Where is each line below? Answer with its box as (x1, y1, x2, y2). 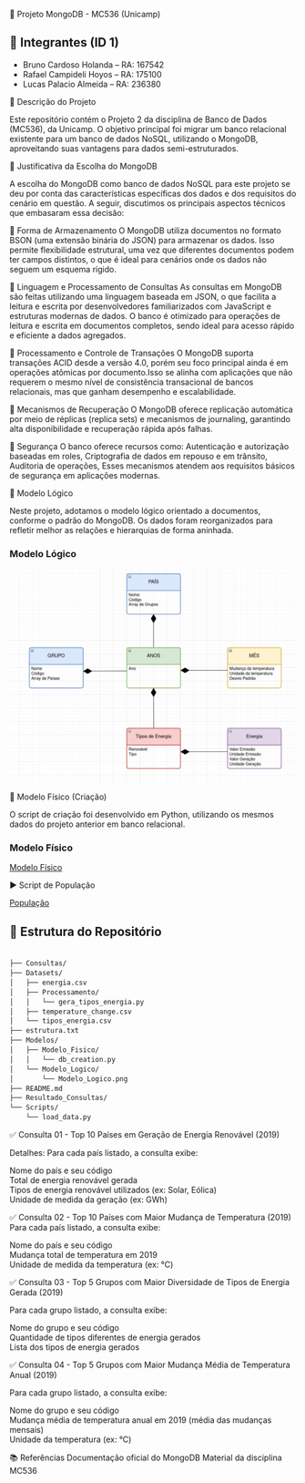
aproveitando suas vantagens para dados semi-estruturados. (9, 142, 239, 154)
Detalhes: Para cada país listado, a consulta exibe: (9, 1148, 198, 1159)
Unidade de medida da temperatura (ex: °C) (9, 1259, 174, 1271)
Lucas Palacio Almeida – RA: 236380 (22, 78, 161, 89)
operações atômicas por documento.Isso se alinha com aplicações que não (9, 366, 293, 377)
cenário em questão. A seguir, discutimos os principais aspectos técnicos (9, 197, 286, 209)
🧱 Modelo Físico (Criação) (9, 791, 107, 802)
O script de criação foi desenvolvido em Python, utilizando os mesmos (9, 809, 275, 820)
